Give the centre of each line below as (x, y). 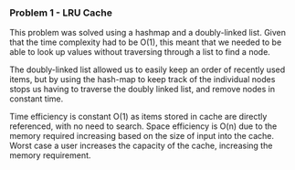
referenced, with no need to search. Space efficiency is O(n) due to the (143, 126)
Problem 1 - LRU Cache (61, 13)
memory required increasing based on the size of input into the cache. (142, 136)
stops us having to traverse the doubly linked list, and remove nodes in (142, 90)
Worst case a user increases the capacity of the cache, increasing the (141, 146)
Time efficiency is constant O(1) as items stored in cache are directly (138, 117)
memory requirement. (50, 155)
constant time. (37, 99)
